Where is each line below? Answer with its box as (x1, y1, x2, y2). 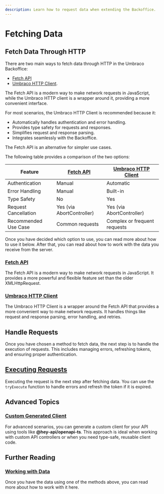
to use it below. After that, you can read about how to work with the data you (5, 241, 159, 247)
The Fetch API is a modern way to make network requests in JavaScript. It (5, 270, 154, 276)
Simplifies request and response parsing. (12, 129, 95, 135)
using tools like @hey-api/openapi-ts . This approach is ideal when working (5, 429, 158, 435)
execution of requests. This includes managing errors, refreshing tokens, (5, 346, 151, 352)
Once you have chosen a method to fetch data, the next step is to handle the (5, 341, 159, 347)
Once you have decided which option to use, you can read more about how (5, 236, 157, 242)
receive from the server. (5, 246, 54, 252)
